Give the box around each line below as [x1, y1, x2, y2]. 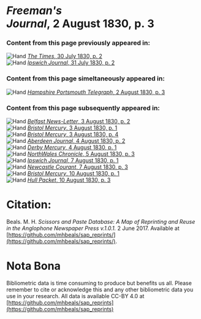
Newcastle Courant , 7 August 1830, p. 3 [27, 163, 129, 171]
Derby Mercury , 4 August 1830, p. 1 [27, 144, 117, 151]
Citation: [6, 198, 51, 212]
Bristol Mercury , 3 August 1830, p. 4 [27, 131, 119, 138]
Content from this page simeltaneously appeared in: [6, 74, 165, 83]
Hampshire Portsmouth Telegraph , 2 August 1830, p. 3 [27, 88, 165, 96]
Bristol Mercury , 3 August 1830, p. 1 [27, 124, 118, 132]
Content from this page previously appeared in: [6, 39, 150, 47]
